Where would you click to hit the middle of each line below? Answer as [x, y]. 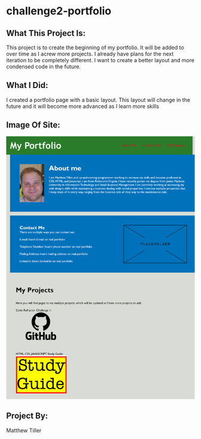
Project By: [27, 416]
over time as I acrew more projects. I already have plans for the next [90, 54]
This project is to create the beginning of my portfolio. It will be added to [95, 47]
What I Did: [27, 85]
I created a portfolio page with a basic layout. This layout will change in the [98, 99]
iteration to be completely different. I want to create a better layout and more [100, 60]
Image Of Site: [33, 125]
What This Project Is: [46, 33]
